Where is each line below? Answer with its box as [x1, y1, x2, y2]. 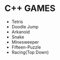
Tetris [11, 19, 23, 24]
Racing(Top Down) [11, 49, 49, 55]
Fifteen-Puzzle [11, 44, 41, 50]
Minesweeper [11, 39, 39, 45]
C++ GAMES [4, 3, 56, 14]
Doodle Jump [11, 24, 39, 29]
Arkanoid [11, 29, 30, 35]
